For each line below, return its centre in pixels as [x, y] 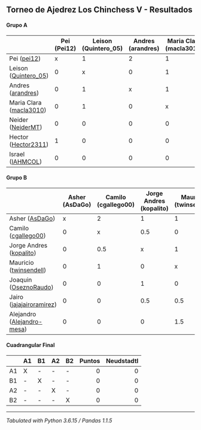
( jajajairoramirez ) [33, 304]
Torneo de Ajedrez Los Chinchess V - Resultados [99, 10]
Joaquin [21, 279]
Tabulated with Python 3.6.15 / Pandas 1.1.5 [59, 420]
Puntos [90, 361]
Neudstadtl [122, 361]
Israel [17, 154]
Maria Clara [25, 102]
